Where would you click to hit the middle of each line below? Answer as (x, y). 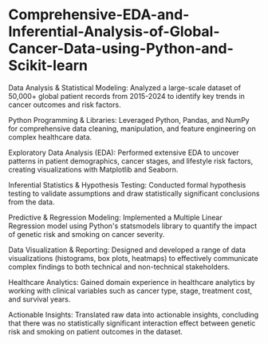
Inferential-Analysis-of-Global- (114, 32)
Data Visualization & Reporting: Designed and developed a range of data (127, 250)
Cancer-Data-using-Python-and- (121, 49)
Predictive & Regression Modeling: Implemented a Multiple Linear (115, 217)
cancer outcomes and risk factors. (65, 105)
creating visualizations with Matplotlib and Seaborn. (93, 169)
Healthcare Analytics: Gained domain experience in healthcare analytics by (132, 282)
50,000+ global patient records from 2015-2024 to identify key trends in (127, 96)
